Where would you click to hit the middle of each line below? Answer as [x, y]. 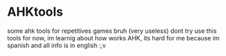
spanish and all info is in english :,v [56, 45]
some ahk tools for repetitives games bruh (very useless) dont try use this [112, 31]
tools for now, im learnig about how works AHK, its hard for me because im [113, 38]
